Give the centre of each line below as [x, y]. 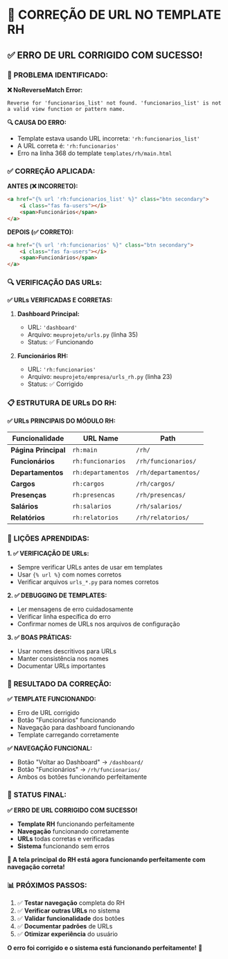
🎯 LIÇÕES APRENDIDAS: [49, 538]
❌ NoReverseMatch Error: [45, 89]
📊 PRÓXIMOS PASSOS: [47, 885]
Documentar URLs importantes [61, 666]
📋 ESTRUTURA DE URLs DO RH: [62, 403]
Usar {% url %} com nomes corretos [69, 574]
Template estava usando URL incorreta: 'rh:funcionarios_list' [108, 138]
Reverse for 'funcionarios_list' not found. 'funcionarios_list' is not [114, 103]
